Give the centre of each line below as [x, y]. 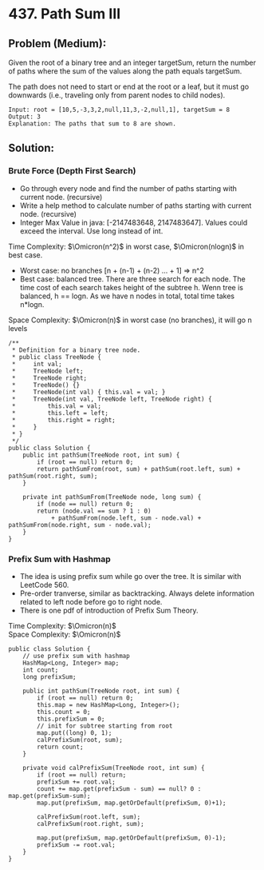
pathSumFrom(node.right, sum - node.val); [80, 525]
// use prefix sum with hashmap [76, 656]
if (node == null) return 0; [85, 504]
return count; [60, 747]
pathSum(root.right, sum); [53, 476]
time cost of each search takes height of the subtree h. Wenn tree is [131, 287]
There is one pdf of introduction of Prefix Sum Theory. [109, 610]
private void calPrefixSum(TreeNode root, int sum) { [114, 768]
